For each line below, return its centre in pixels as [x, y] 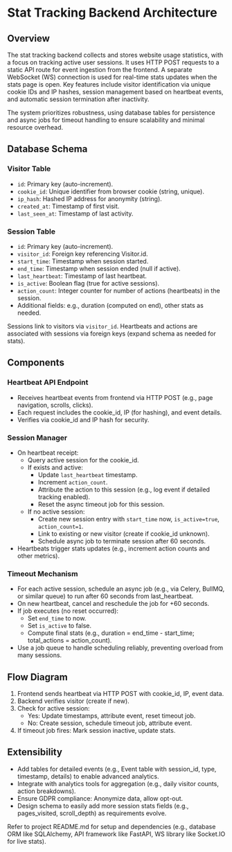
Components [36, 363]
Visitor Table [29, 169]
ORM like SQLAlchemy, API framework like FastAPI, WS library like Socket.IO [116, 834]
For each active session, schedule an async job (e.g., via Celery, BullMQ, [121, 589]
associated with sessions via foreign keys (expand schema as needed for [111, 333]
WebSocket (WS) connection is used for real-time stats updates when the [112, 77]
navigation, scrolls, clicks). [55, 405]
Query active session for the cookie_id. [83, 460]
